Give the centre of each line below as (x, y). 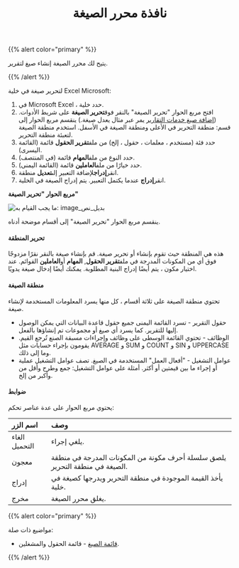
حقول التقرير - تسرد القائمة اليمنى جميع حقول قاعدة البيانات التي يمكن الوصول (122, 322)
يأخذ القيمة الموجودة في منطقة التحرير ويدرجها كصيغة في (137, 478)
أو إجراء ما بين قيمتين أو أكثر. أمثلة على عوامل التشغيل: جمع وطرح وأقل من (118, 367)
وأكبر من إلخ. (35, 375)
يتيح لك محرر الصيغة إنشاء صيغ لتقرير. (58, 63)
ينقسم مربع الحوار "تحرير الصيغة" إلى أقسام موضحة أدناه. (84, 221)
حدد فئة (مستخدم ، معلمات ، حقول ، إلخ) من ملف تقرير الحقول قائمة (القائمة (117, 142)
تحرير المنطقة (27, 238)
